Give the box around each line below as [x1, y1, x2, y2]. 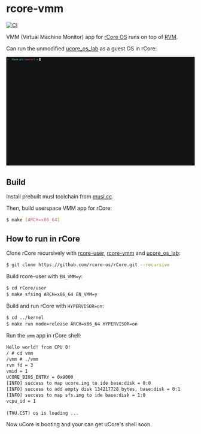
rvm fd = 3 [6, 362, 33, 368]
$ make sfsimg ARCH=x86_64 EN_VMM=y [6, 291, 98, 297]
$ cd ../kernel [6, 314, 44, 321]
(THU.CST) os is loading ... [6, 410, 79, 416]
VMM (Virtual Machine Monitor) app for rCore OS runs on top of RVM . [6, 33, 178, 40]
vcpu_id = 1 [6, 398, 36, 404]
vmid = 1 [6, 368, 28, 374]
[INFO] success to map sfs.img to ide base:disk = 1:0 [6, 392, 146, 398]
